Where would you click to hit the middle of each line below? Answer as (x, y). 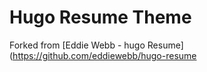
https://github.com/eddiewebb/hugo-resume (104, 55)
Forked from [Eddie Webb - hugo (77, 45)
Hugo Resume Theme (100, 17)
